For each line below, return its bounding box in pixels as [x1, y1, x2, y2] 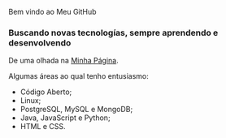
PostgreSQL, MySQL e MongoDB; [20, 105, 133, 114]
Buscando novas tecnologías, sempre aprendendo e [8, 27, 219, 38]
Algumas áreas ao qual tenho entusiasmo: [8, 71, 149, 81]
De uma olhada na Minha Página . [8, 56, 120, 66]
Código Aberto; [20, 87, 72, 97]
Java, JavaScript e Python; [20, 113, 111, 123]
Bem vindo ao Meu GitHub [8, 7, 97, 16]
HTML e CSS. [20, 122, 67, 132]
